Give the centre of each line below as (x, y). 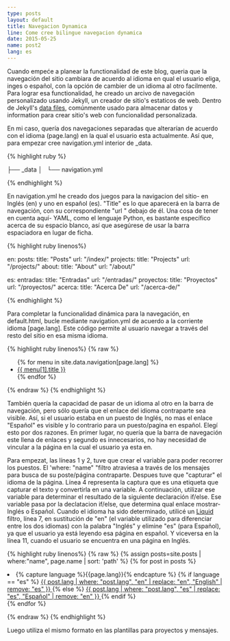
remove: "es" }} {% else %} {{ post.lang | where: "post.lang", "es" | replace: (114, 589)
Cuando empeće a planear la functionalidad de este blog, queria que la (107, 71)
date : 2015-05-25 (32, 39)
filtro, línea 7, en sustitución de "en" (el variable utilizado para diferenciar (110, 518)
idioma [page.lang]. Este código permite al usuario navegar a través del (108, 328)
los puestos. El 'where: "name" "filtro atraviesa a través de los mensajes (108, 467)
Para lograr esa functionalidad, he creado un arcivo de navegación (101, 93)
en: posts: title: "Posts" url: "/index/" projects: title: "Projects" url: (99, 259)
